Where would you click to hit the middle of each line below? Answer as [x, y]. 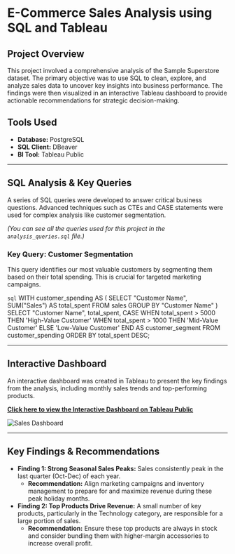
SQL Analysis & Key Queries [70, 183]
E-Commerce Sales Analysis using [110, 13]
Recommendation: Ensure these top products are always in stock [123, 528]
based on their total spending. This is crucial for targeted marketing [104, 277]
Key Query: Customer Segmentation [70, 254]
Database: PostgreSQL [51, 139]
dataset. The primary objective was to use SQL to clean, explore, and [107, 78]
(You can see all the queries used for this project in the [86, 228]
